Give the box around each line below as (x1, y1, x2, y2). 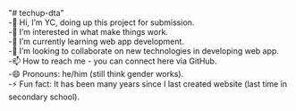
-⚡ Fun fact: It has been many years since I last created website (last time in (8, 79, 288, 89)
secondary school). (8, 91, 80, 102)
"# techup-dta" (8, 8, 64, 18)
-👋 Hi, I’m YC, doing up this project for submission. (8, 17, 195, 28)
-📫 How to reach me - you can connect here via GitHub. (8, 55, 217, 66)
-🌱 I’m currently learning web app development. (8, 36, 185, 47)
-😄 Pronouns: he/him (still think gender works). (8, 69, 184, 79)
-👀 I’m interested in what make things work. (8, 27, 169, 37)
